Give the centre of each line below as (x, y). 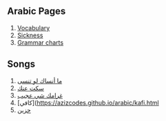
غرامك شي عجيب (40, 95)
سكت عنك (31, 88)
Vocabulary (33, 27)
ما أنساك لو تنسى (40, 80)
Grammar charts (40, 42)
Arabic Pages (37, 11)
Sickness (30, 35)
